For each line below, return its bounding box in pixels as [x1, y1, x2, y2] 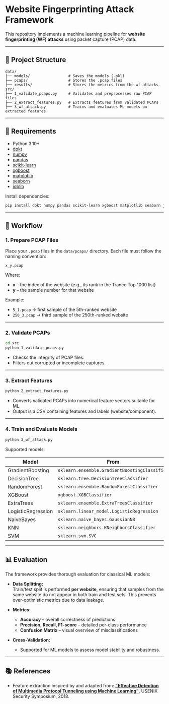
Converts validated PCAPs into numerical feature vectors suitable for [12, 398, 155, 404]
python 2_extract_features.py [5, 389, 69, 394]
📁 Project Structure [5, 55, 66, 64]
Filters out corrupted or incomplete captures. [12, 360, 106, 366]
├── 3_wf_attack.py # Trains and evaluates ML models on [5, 104, 147, 109]
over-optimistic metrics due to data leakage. [12, 597, 105, 603]
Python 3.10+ [12, 140, 40, 147]
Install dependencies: [5, 193, 50, 199]
